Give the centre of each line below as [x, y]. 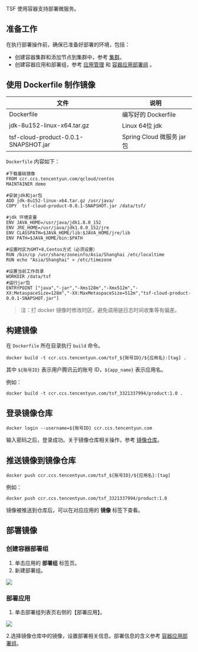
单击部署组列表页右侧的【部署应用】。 [60, 612]
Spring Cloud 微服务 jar [154, 137]
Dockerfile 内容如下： [33, 161]
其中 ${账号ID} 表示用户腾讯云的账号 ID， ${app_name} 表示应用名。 [86, 370]
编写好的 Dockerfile [149, 114]
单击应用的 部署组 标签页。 [47, 563]
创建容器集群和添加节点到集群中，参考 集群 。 [70, 57]
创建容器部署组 [27, 549]
